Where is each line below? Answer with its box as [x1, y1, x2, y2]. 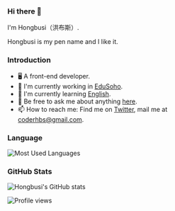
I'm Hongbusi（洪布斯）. [7, 23, 79, 32]
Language [7, 132, 43, 142]
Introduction [7, 55, 51, 65]
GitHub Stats [7, 166, 52, 176]
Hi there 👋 [7, 6, 43, 16]
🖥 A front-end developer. [17, 72, 91, 80]
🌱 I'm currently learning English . [17, 89, 111, 98]
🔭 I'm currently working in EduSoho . [17, 81, 123, 91]
